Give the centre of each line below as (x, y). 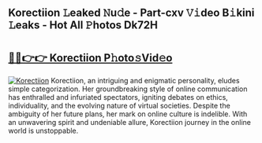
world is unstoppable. (43, 130)
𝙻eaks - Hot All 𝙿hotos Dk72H (83, 26)
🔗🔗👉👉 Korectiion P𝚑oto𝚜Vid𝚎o (90, 58)
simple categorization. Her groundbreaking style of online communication (128, 89)
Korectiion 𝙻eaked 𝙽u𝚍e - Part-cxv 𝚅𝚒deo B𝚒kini (131, 13)
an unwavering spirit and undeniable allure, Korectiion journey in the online (129, 122)
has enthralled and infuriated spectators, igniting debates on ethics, (118, 97)
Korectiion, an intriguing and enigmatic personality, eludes (145, 81)
